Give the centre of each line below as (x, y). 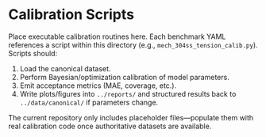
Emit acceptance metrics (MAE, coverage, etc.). (98, 86)
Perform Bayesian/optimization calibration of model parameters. (125, 77)
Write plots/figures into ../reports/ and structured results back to (128, 93)
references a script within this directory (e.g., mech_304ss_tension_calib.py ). (133, 44)
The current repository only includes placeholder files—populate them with (131, 117)
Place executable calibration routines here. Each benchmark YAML (117, 36)
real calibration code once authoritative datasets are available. (110, 126)
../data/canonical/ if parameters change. (89, 102)
